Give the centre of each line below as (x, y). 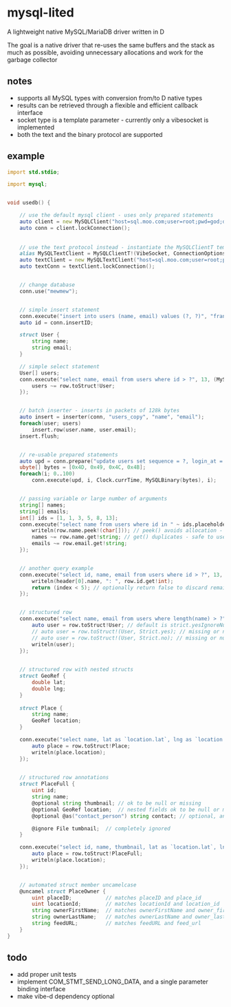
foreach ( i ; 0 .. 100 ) (47, 474)
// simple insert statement (59, 310)
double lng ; (49, 689)
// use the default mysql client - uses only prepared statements (117, 215)
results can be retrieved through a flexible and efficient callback (107, 105)
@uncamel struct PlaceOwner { (63, 891)
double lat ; (49, 683)
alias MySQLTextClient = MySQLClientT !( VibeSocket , (95, 254)
